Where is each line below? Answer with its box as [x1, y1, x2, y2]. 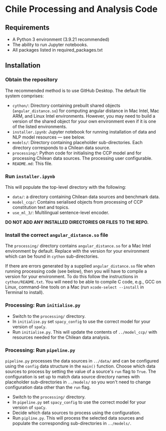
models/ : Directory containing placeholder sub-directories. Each [12, 139, 143, 145]
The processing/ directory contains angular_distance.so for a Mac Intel [5, 243, 151, 249]
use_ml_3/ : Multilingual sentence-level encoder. [12, 210, 110, 215]
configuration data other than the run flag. [5, 384, 91, 390]
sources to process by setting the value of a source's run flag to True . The [5, 368, 156, 374]
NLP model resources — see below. [12, 134, 85, 140]
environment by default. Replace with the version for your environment [5, 248, 150, 254]
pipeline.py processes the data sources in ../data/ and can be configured [5, 358, 159, 363]
